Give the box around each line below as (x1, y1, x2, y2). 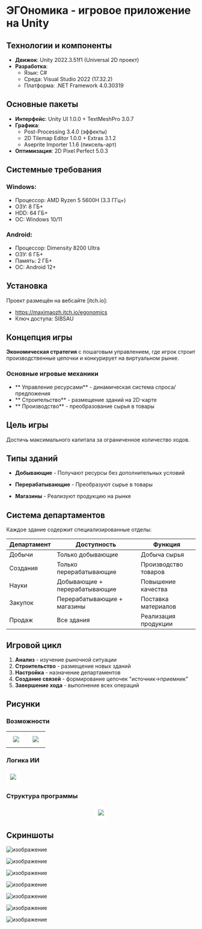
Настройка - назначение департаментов (14, 668, 121, 676)
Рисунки (6, 699, 40, 709)
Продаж (9, 616, 34, 625)
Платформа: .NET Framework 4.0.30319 (23, 82, 124, 89)
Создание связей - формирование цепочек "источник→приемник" (14, 675, 188, 682)
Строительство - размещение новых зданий (14, 662, 131, 670)
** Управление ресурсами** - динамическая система (14, 383, 155, 390)
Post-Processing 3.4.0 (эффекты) (23, 128, 108, 135)
